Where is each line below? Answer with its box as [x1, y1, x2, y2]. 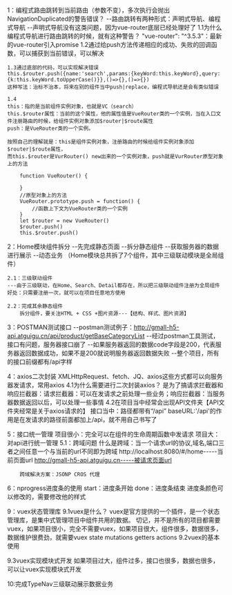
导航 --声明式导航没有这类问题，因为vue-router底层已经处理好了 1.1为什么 [12, 23, 222, 31]
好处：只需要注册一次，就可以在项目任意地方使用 [7, 289, 126, 296]
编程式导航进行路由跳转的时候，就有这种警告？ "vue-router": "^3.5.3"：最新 [7, 32, 222, 40]
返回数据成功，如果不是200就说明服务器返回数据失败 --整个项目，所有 [19, 349, 220, 357]
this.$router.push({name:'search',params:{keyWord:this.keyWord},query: [7, 70, 221, 77]
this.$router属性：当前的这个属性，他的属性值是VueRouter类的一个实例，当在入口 [7, 110, 216, 117]
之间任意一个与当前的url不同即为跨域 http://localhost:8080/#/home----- [12, 447, 217, 456]
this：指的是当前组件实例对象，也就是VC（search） [7, 103, 137, 110]
